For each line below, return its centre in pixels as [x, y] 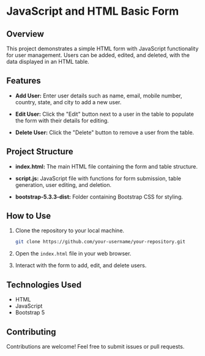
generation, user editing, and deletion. [63, 184]
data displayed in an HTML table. [48, 62]
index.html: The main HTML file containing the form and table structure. [106, 166]
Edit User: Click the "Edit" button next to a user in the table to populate [104, 114]
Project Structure [40, 152]
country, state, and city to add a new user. [68, 102]
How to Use [29, 216]
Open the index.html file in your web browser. [73, 254]
